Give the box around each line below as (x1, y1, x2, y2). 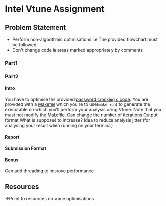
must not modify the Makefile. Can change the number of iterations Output (5, 112, 158, 118)
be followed (12, 42, 37, 48)
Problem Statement (5, 23, 66, 32)
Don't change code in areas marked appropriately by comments (12, 47, 143, 53)
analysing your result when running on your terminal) (5, 123, 113, 129)
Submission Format (5, 145, 46, 151)
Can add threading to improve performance (5, 168, 94, 174)
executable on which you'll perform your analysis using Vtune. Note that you (5, 107, 162, 113)
